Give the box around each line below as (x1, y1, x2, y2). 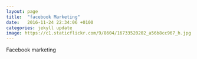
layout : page (6, 8, 38, 15)
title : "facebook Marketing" (6, 14, 81, 20)
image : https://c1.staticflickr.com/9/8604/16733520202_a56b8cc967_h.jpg (6, 30, 192, 36)
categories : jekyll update (6, 25, 73, 31)
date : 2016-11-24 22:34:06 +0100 (6, 19, 94, 25)
